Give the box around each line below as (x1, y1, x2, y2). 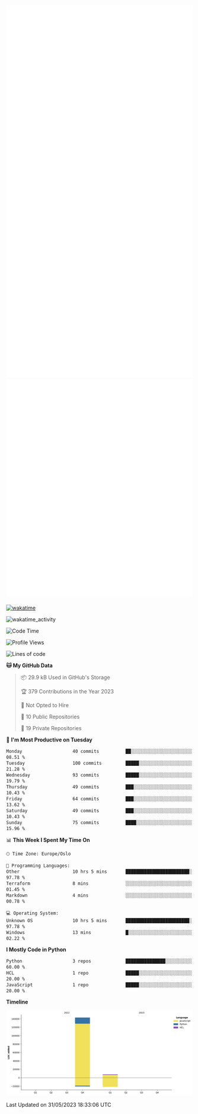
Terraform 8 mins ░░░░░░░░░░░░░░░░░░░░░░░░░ (6, 881, 193, 887)
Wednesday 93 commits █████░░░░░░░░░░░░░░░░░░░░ (6, 772, 193, 778)
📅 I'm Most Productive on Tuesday (6, 736, 93, 743)
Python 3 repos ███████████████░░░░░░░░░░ (6, 958, 193, 964)
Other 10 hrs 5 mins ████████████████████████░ (6, 869, 193, 875)
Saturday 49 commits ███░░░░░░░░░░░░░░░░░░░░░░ (6, 808, 193, 814)
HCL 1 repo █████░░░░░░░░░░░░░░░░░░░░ (6, 970, 193, 976)
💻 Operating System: (6, 910, 59, 917)
